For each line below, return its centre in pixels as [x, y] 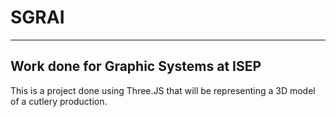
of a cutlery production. [59, 101]
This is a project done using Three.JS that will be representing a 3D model [163, 90]
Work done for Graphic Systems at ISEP [136, 66]
